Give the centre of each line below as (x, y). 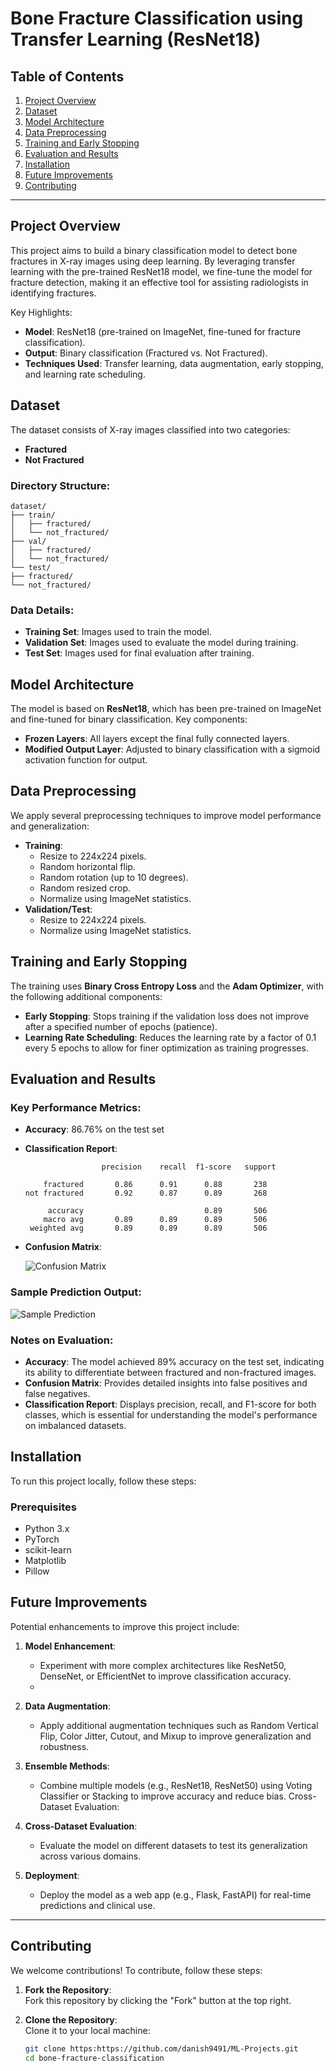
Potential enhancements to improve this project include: (125, 1626)
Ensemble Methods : (67, 1766)
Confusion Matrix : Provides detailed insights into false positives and (166, 1383)
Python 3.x (47, 1529)
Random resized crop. (85, 888)
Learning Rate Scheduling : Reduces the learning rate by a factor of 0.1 (170, 1037)
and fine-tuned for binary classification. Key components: (129, 719)
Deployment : (52, 1875)
